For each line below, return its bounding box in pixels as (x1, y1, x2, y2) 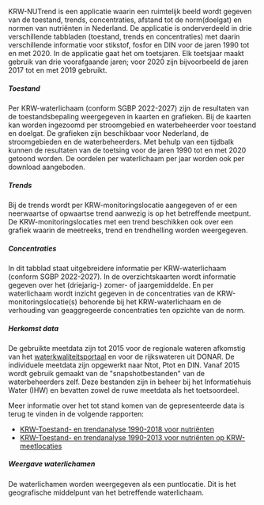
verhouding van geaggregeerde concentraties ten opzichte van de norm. (8, 305, 246, 315)
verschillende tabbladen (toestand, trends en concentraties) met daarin (8, 32, 240, 41)
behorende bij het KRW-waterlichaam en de (78, 296, 221, 307)
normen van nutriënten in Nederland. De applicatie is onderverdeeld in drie (8, 24, 252, 32)
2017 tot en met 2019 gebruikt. (8, 66, 107, 74)
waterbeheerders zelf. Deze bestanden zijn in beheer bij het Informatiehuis (8, 377, 251, 386)
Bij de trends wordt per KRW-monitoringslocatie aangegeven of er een (8, 200, 238, 209)
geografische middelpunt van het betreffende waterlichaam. (8, 488, 204, 497)
